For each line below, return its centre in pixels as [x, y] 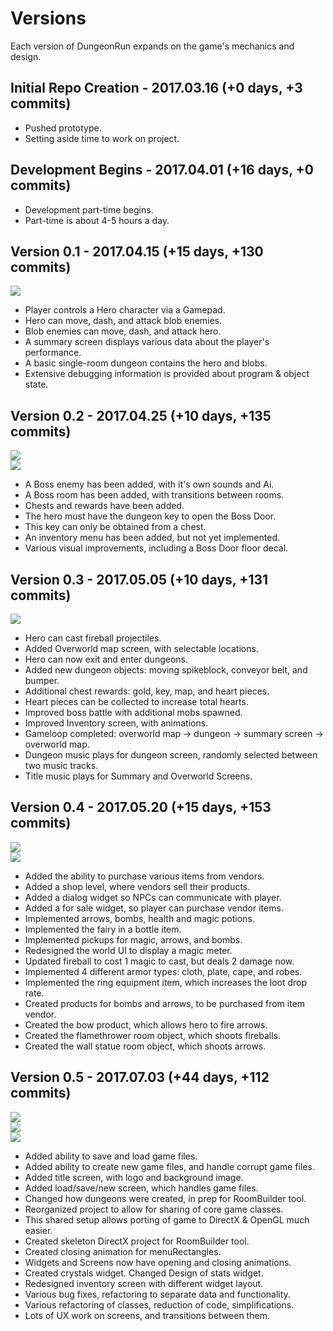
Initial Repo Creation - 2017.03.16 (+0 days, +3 [156, 88]
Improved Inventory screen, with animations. [116, 723]
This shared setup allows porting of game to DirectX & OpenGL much [167, 1219]
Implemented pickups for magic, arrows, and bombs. [133, 939]
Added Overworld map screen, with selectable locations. [141, 648]
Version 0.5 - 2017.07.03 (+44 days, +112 [140, 1077]
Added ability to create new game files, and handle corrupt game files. [169, 1166]
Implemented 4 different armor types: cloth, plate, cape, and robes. [163, 971]
